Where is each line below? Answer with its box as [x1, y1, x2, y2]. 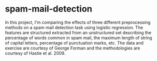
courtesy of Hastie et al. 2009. [5, 50, 66, 56]
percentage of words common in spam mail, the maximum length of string [5, 35, 152, 41]
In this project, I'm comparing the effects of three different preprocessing [5, 19, 151, 25]
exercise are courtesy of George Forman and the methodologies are [5, 45, 140, 51]
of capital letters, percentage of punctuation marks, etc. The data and [5, 40, 144, 46]
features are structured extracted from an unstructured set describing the [5, 30, 152, 35]
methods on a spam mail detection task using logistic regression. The [5, 24, 143, 30]
